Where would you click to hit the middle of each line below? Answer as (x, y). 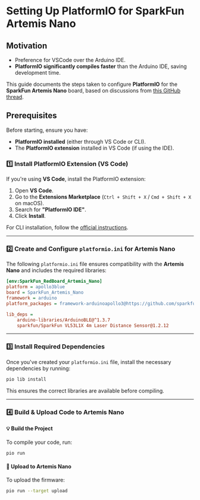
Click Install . (30, 216)
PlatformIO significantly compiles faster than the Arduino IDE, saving (101, 66)
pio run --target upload (37, 490)
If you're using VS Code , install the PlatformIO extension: (76, 179)
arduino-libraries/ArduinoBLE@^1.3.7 (64, 320)
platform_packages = (32, 303)
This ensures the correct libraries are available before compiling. (85, 391)
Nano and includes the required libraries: (57, 270)
